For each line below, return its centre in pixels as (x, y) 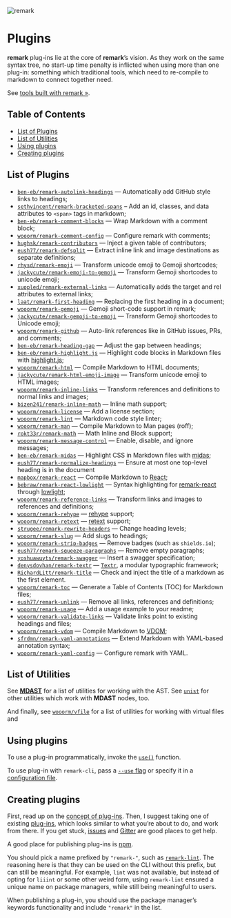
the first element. (41, 580)
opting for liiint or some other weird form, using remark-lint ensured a (110, 879)
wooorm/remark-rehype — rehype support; (76, 513)
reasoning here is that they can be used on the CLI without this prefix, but (112, 865)
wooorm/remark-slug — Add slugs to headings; (82, 535)
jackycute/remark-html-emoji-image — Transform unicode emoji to (112, 374)
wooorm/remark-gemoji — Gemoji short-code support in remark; (107, 308)
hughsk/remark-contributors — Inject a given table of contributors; (112, 243)
